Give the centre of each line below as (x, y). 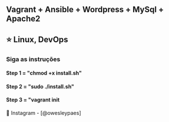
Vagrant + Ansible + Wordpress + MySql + (85, 10)
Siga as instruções (33, 59)
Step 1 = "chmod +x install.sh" (44, 73)
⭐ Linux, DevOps (37, 40)
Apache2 (23, 19)
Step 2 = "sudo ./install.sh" (40, 86)
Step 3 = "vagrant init (33, 100)
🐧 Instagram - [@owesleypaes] (44, 113)
